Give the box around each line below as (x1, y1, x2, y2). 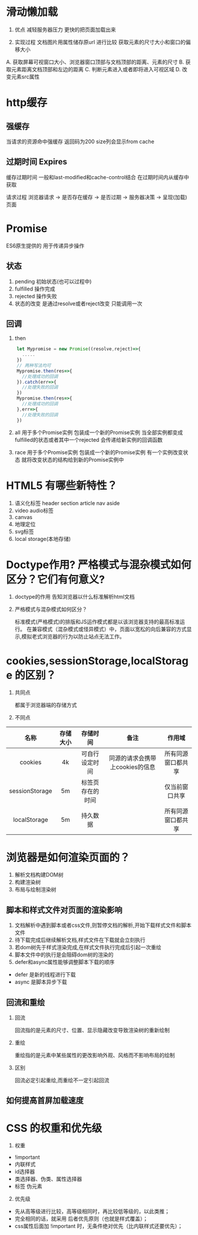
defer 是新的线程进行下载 (14, 971, 76, 978)
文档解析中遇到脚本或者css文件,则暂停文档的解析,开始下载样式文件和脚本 (14, 922, 192, 929)
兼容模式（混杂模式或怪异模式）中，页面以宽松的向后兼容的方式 (31, 626, 187, 633)
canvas (14, 513, 32, 520)
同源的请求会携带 (108, 754, 157, 762)
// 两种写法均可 (16, 362, 51, 368)
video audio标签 (14, 507, 54, 514)
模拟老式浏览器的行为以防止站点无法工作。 (21, 633, 125, 640)
